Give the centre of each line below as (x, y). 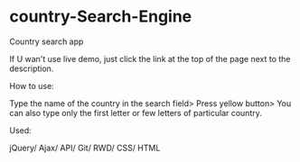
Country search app (47, 41)
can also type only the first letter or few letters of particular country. (136, 112)
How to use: (32, 85)
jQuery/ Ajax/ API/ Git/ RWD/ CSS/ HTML (85, 148)
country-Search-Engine (101, 17)
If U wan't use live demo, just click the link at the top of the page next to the (150, 58)
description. (32, 68)
